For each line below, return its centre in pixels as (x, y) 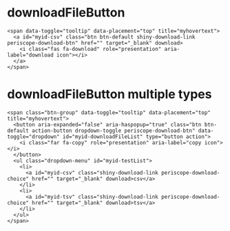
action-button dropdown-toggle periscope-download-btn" (114, 131)
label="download (30, 55)
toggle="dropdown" (33, 136)
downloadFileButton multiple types (109, 95)
